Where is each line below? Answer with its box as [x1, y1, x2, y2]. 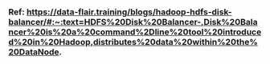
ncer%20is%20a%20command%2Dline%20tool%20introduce [8, 26, 262, 38]
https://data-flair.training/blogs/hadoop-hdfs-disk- [27, 6, 232, 18]
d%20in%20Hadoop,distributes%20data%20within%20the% [8, 36, 259, 47]
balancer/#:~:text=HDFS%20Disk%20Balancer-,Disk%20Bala [8, 16, 258, 27]
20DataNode [8, 46, 59, 58]
